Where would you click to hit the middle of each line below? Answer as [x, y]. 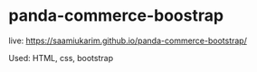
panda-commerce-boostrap [116, 16]
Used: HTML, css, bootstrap [61, 58]
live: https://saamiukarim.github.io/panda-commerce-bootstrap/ [128, 40]
